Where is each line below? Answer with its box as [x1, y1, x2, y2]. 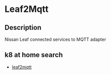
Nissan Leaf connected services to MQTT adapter [4, 36, 107, 42]
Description [4, 23, 41, 32]
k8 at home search [4, 51, 63, 59]
